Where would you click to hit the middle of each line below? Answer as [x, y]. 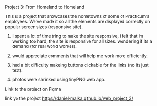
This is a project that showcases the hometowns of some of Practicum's [77, 16]
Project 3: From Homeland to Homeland [44, 7]
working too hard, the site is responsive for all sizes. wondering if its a [82, 41]
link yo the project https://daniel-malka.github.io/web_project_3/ [69, 98]
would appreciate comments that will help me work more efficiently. [80, 56]
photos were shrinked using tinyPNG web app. [59, 80]
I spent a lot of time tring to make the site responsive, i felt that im [78, 36]
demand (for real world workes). [44, 46]
